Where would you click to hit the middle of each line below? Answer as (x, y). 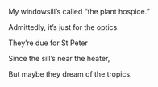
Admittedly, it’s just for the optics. (64, 27)
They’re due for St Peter (48, 43)
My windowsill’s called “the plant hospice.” (79, 12)
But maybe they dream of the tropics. (70, 74)
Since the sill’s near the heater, (59, 58)
